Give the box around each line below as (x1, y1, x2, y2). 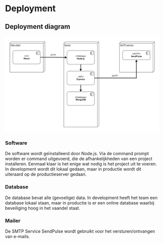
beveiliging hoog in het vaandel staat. (5, 205, 81, 211)
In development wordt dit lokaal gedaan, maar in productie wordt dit (5, 166, 142, 172)
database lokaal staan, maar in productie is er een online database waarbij (5, 200, 155, 205)
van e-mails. (5, 233, 30, 239)
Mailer (5, 217, 21, 224)
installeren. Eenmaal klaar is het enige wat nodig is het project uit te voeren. (5, 161, 157, 167)
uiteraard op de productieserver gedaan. (5, 171, 87, 177)
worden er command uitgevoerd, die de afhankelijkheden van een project (5, 156, 153, 162)
